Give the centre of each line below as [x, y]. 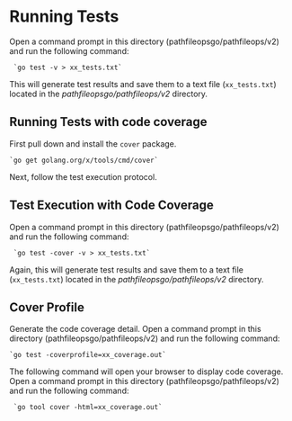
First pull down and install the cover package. [93, 143]
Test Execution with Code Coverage [111, 206]
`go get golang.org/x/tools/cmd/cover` [84, 160]
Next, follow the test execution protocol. [83, 176]
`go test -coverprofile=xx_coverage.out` [88, 355]
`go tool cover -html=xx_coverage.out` [88, 408]
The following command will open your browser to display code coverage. [146, 372]
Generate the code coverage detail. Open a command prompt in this [136, 329]
